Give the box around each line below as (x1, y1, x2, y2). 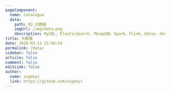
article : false (5, 55, 38, 60)
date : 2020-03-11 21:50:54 (5, 41, 63, 46)
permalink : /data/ (5, 45, 44, 51)
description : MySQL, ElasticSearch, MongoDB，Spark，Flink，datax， (14, 31, 160, 36)
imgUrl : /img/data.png (14, 27, 63, 32)
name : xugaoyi (10, 74, 40, 79)
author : (5, 70, 22, 75)
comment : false (5, 60, 38, 65)
